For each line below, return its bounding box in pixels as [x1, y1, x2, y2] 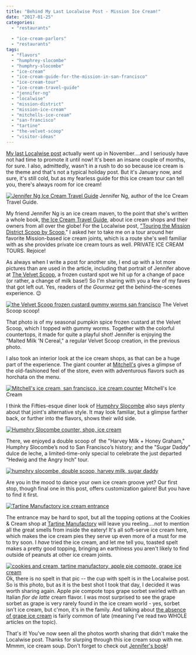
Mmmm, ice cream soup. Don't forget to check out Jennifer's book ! [6, 642, 169, 649]
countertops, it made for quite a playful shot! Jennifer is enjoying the [6, 331, 171, 338]
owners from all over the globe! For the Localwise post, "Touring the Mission [6, 222, 190, 229]
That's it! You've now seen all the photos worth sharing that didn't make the [6, 630, 188, 637]
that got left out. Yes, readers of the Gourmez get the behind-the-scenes [6, 283, 181, 290]
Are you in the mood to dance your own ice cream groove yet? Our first [6, 478, 178, 486]
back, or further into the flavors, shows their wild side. [6, 414, 136, 421]
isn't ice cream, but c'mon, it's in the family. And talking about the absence [6, 606, 186, 613]
